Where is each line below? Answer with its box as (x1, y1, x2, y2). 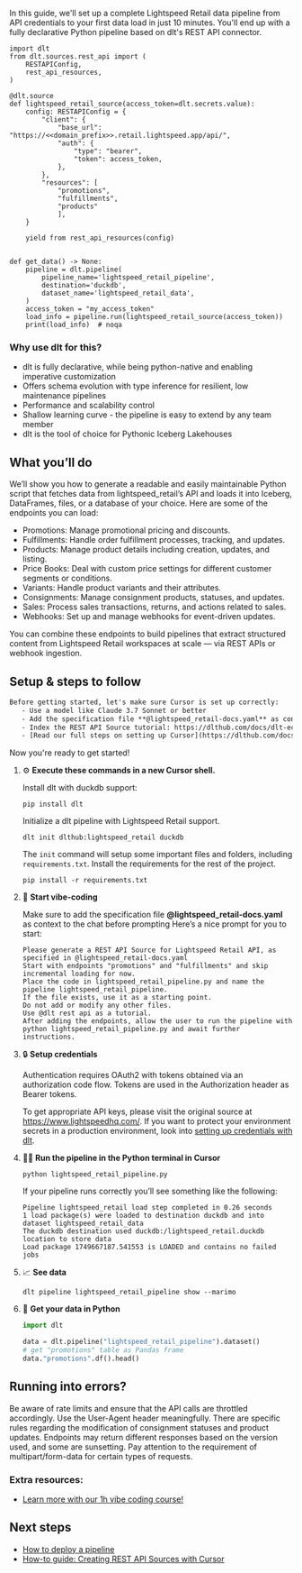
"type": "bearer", (73, 147, 143, 156)
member (22, 419, 54, 430)
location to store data (22, 1235, 112, 1244)
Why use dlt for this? (9, 341, 102, 353)
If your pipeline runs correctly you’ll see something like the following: (22, 1185, 278, 1197)
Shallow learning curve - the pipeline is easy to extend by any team (22, 409, 272, 420)
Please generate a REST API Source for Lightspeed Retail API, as (22, 946, 277, 955)
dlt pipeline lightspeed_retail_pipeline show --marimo (22, 1288, 236, 1297)
